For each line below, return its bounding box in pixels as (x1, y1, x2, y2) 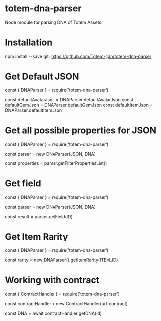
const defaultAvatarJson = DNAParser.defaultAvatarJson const (5, 96, 134, 102)
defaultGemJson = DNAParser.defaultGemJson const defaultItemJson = (5, 102, 153, 108)
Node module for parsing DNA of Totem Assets (5, 19, 102, 25)
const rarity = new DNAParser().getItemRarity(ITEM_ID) (5, 257, 118, 263)
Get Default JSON (5, 71, 79, 82)
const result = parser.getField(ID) (5, 213, 73, 219)
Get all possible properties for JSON (5, 125, 156, 136)
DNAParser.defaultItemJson (5, 107, 62, 113)
